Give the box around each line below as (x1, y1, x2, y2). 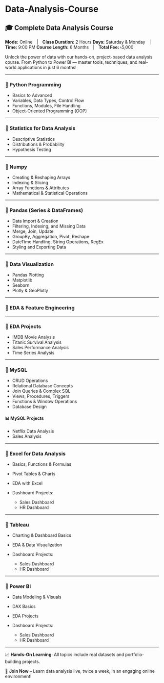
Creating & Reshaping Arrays (12, 174, 71, 180)
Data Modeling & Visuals (12, 594, 61, 600)
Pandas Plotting (12, 272, 44, 278)
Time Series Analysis (12, 350, 55, 356)
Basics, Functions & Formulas (12, 461, 72, 467)
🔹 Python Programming (5, 81, 61, 88)
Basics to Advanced (12, 92, 53, 99)
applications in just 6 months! (17, 65, 77, 70)
